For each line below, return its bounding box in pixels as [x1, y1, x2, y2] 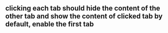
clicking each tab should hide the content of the [5, 4, 160, 13]
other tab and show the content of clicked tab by [5, 12, 163, 21]
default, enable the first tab [5, 20, 94, 28]
